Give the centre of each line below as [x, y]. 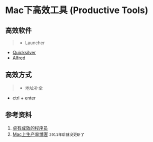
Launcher [35, 43]
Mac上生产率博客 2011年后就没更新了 [48, 134]
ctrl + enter [24, 98]
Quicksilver [24, 52]
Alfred [19, 58]
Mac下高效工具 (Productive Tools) [77, 10]
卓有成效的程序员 [30, 128]
